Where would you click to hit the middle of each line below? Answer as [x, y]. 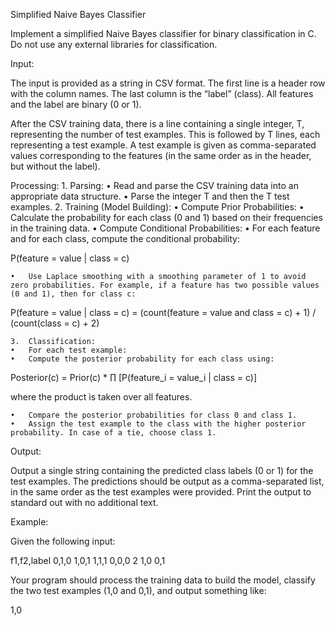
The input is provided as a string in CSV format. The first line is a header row [168, 83]
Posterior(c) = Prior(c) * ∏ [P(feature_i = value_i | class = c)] [134, 377]
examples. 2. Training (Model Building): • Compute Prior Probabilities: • [157, 207]
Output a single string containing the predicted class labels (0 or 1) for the [162, 470]
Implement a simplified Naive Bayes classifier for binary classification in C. [163, 33]
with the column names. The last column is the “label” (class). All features [162, 93]
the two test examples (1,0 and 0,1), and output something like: [138, 590]
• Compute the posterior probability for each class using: [142, 359]
